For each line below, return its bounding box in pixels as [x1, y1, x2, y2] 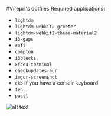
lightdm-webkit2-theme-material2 [14, 30, 97, 36]
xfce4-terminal [14, 62, 53, 67]
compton [14, 49, 34, 55]
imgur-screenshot [14, 74, 58, 80]
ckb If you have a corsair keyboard [14, 79, 99, 86]
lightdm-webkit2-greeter [14, 24, 76, 30]
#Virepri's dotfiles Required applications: [6, 5, 105, 12]
